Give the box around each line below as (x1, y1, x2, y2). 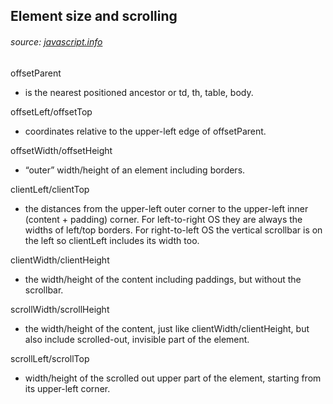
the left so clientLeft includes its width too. (24, 234, 200, 246)
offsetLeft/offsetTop (10, 105, 93, 118)
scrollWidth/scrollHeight (10, 303, 110, 315)
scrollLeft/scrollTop (10, 352, 90, 364)
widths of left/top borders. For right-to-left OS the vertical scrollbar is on (24, 224, 323, 236)
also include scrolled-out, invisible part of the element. (24, 333, 250, 345)
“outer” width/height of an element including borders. (24, 164, 246, 176)
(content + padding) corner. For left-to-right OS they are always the (24, 213, 303, 225)
